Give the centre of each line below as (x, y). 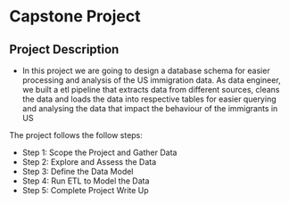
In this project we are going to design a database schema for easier (146, 70)
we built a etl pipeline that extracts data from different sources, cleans (151, 90)
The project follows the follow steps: (76, 135)
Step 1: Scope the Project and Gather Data (99, 152)
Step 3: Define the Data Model (78, 171)
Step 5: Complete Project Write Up (85, 190)
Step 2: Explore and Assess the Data (89, 162)
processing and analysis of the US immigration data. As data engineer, (151, 80)
